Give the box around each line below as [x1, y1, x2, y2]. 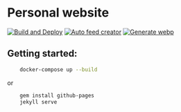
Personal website [7, 5, 110, 21]
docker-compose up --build [19, 66, 98, 73]
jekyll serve [19, 98, 58, 105]
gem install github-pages [19, 92, 95, 99]
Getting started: [7, 48, 78, 59]
